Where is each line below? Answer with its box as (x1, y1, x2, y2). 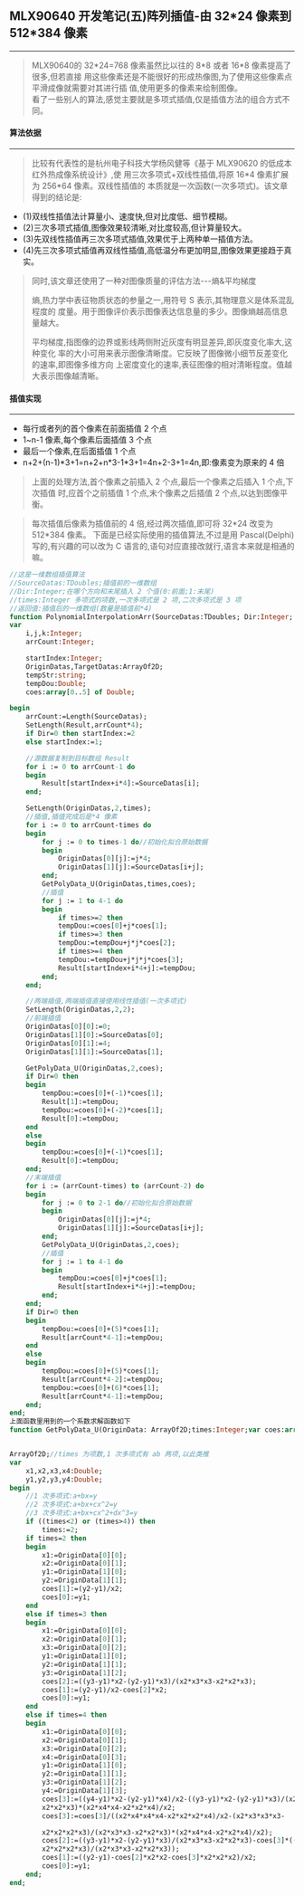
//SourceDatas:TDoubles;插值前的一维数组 (9, 578, 157, 588)
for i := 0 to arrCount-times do (25, 820, 152, 830)
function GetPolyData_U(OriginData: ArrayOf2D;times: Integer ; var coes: (9, 1425, 285, 1434)
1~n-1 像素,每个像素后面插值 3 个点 (22, 434, 152, 445)
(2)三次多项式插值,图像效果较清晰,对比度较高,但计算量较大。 (22, 223, 247, 233)
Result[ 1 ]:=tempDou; (42, 1098, 119, 1107)
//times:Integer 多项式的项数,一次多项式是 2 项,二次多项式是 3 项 (9, 595, 242, 605)
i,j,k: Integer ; (25, 629, 83, 638)
